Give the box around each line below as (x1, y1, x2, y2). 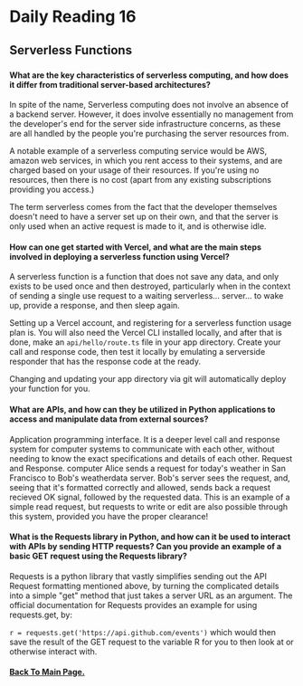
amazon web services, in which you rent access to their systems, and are (9, 156, 283, 167)
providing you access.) (9, 184, 95, 195)
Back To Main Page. (9, 667, 86, 678)
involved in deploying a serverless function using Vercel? (9, 251, 231, 262)
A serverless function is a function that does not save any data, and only (9, 272, 279, 282)
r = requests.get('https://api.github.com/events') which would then (9, 626, 277, 637)
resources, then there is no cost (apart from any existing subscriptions (9, 175, 271, 186)
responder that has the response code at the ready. (9, 356, 202, 367)
